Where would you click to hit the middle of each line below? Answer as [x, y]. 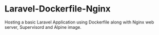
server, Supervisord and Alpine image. [43, 27]
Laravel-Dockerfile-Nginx [58, 9]
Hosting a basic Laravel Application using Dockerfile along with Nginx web [79, 22]
